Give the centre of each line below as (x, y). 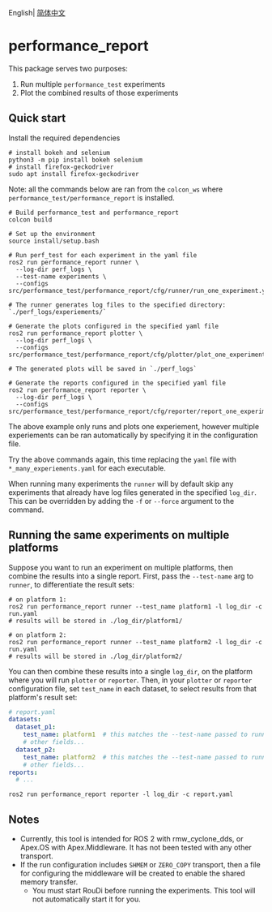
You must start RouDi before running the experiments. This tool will (144, 891)
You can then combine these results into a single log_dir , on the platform (131, 671)
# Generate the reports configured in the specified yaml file (117, 383)
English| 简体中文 (37, 13)
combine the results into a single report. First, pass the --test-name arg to (131, 576)
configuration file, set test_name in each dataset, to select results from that (133, 688)
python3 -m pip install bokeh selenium (76, 160)
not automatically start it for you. (86, 899)
